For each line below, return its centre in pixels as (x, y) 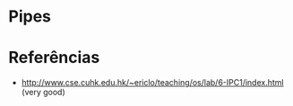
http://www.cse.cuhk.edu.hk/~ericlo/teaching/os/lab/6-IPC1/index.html (152, 83)
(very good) (43, 93)
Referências (54, 58)
